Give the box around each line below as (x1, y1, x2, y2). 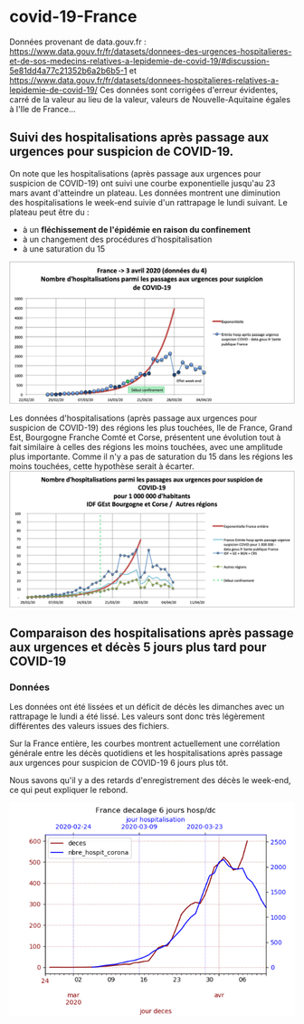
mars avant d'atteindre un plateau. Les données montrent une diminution (9, 187, 280, 198)
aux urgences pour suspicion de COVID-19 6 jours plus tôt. (9, 758, 229, 769)
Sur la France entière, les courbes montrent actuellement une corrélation (9, 738, 280, 749)
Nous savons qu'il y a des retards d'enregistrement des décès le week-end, (9, 775, 291, 786)
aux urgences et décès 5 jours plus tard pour (9, 639, 267, 655)
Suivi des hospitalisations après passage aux (9, 129, 270, 146)
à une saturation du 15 (22, 243, 106, 254)
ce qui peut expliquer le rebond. (9, 785, 128, 796)
